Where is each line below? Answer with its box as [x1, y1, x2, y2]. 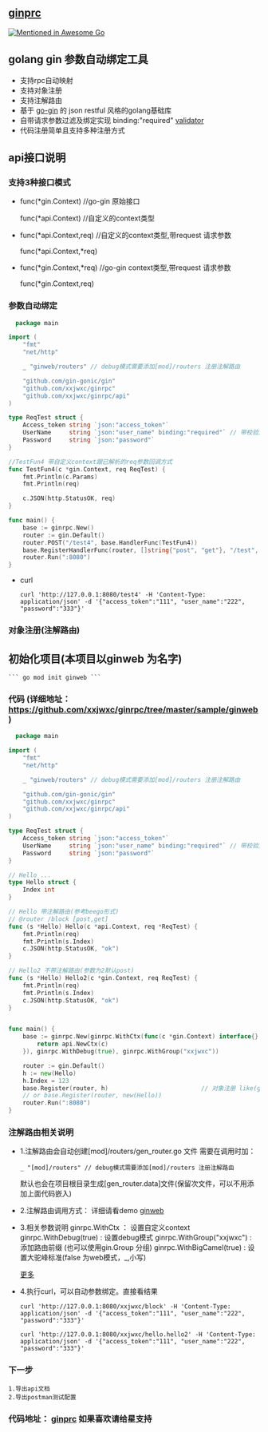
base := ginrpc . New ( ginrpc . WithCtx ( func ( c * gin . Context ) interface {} [22, 1033, 259, 1041]
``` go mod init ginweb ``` [8, 673, 102, 681]
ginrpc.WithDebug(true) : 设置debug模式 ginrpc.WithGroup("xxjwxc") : [19, 1233, 252, 1243]
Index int [22, 886, 56, 894]
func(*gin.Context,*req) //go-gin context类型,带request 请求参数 [19, 263, 231, 272]
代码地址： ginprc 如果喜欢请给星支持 [8, 1413, 152, 1424]
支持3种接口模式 [8, 177, 72, 188]
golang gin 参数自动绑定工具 [8, 53, 149, 66]
